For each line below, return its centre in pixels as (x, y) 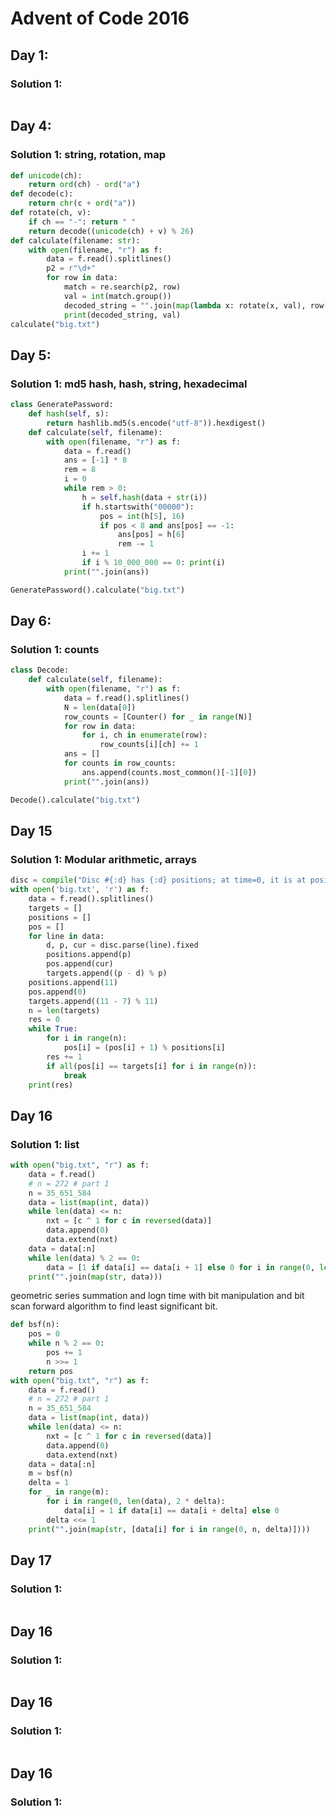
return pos (51, 1371)
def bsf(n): (35, 1325)
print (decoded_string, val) (122, 315)
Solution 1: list (45, 1144)
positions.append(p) (89, 955)
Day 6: (31, 621)
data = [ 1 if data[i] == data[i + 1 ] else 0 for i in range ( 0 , (181, 1267)
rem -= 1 (136, 544)
